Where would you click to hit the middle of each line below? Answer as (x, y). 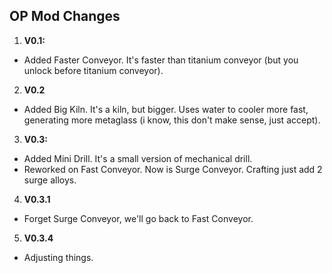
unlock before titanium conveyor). (93, 70)
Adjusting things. (58, 257)
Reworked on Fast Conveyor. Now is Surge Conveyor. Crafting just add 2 (173, 169)
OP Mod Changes (65, 16)
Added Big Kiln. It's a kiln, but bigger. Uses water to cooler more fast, (166, 109)
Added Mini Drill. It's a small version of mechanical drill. (138, 158)
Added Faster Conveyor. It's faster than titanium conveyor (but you (161, 60)
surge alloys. (50, 180)
